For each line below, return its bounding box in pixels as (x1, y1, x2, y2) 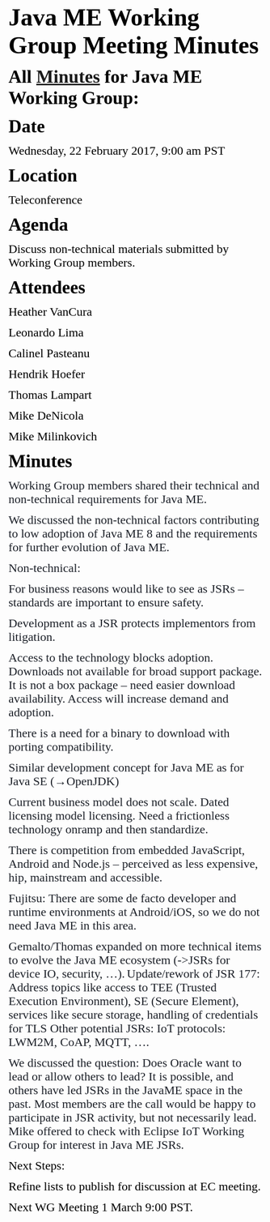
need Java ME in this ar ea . (8, 919, 137, 933)
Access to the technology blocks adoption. (8, 651, 214, 664)
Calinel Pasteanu (8, 346, 91, 360)
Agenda (8, 214, 69, 235)
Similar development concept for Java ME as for (8, 761, 244, 775)
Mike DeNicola (8, 408, 84, 422)
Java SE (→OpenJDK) (8, 774, 120, 788)
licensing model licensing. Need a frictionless (8, 809, 230, 822)
